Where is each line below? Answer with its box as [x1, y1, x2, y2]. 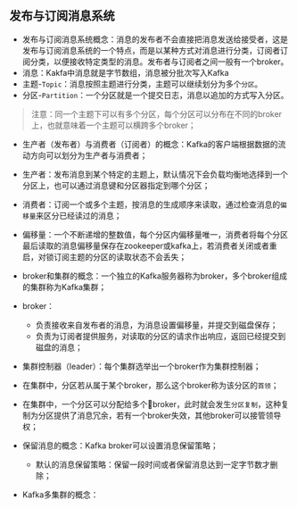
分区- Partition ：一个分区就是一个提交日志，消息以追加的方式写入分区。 [21, 89, 289, 100]
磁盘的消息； [35, 342, 83, 353]
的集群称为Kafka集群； [21, 281, 107, 292]
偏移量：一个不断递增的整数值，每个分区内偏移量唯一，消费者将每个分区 [21, 229, 288, 239]
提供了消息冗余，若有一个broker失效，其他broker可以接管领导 [53, 410, 282, 421]
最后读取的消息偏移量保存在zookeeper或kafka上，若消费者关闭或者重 [21, 240, 278, 251]
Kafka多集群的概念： [21, 489, 99, 500]
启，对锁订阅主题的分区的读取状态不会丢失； [21, 251, 187, 262]
